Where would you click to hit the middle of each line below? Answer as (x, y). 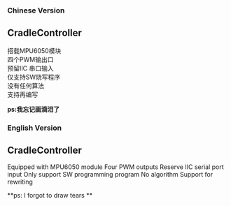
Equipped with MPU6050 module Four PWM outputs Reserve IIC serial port (115, 167)
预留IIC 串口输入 (30, 68)
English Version (34, 128)
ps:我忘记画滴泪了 (34, 109)
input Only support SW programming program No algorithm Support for (110, 175)
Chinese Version (36, 10)
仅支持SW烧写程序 (34, 77)
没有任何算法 (26, 85)
